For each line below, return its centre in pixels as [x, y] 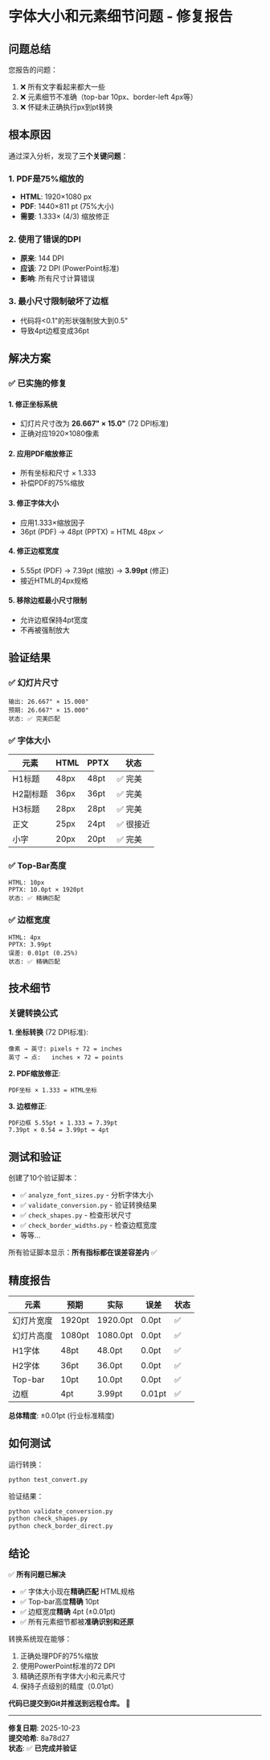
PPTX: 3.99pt [30, 944]
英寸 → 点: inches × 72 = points [66, 1058]
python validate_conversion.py [61, 1511]
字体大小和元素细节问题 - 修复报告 [121, 17]
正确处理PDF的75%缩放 [59, 1656]
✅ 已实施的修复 [37, 384]
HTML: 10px [27, 883]
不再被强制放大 [45, 630]
